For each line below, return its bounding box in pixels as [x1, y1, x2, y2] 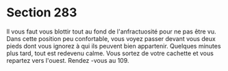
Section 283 [6, 5, 77, 20]
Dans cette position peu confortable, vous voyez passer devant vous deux [6, 34, 216, 42]
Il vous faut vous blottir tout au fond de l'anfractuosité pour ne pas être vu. [6, 27, 216, 35]
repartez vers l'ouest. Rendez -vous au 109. [6, 56, 129, 64]
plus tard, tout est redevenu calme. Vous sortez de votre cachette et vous [6, 49, 214, 57]
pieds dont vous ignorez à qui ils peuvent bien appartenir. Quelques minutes [6, 42, 221, 50]
